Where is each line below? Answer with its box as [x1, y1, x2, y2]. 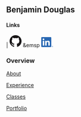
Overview [6, 56, 35, 64]
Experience [6, 81, 35, 88]
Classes [6, 93, 26, 100]
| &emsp [6, 41, 40, 48]
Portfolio [6, 104, 27, 112]
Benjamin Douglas [6, 5, 76, 15]
